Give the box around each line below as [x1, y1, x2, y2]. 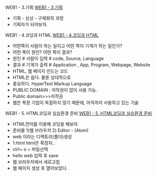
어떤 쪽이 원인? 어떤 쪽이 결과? [12, 49, 72, 55]
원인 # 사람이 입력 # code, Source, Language [12, 55, 104, 62]
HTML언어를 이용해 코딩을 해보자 [12, 121, 78, 127]
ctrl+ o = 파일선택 [12, 146, 48, 152]
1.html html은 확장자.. [12, 140, 55, 146]
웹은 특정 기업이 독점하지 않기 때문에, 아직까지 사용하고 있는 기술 [12, 100, 139, 105]
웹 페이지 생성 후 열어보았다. [12, 165, 68, 171]
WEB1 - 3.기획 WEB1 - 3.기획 [5, 5, 63, 10]
